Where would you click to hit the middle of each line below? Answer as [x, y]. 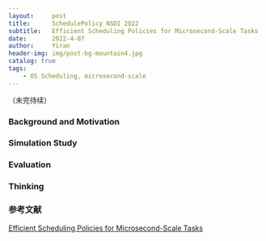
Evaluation [30, 165]
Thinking [26, 187]
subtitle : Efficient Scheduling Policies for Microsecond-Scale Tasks [133, 31]
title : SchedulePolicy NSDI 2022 [74, 23]
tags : [17, 69]
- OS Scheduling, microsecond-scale [85, 76]
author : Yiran [39, 46]
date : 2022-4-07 [46, 38]
